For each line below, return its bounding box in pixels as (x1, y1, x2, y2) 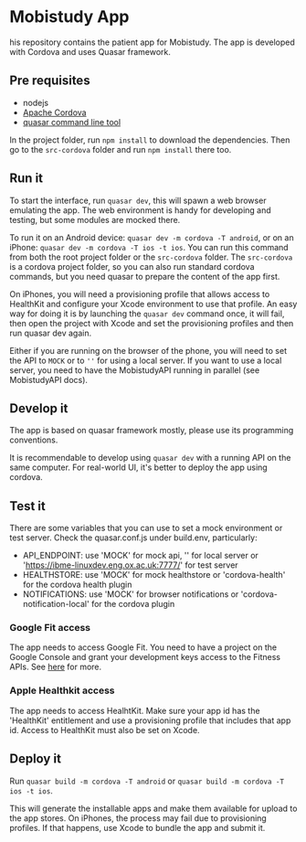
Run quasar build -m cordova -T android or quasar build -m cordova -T (9, 775, 285, 786)
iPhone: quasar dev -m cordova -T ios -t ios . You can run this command (9, 241, 290, 252)
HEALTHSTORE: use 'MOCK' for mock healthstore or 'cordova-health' (22, 570, 286, 581)
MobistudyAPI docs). (9, 374, 89, 385)
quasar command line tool (22, 116, 121, 127)
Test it (9, 498, 46, 514)
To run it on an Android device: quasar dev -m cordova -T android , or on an (9, 231, 294, 243)
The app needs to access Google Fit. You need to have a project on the (9, 642, 277, 653)
